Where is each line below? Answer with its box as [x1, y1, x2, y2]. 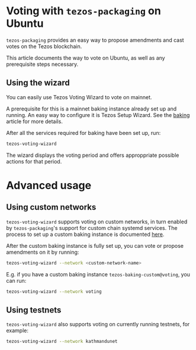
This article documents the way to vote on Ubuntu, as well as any [6, 54, 165, 61]
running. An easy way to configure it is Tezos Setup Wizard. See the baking [6, 111, 190, 118]
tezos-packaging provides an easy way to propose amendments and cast [6, 36, 185, 43]
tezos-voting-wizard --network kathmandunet [6, 339, 118, 345]
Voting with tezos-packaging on [6, 4, 161, 18]
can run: [6, 277, 27, 284]
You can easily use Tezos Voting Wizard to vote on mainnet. [6, 93, 152, 100]
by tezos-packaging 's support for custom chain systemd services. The [6, 224, 178, 231]
